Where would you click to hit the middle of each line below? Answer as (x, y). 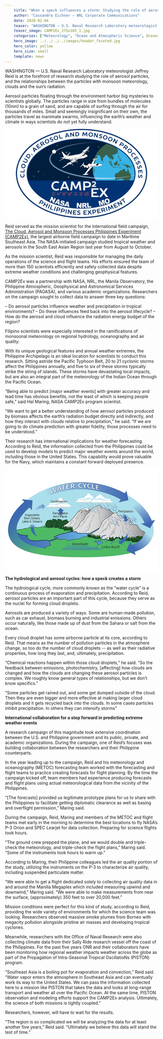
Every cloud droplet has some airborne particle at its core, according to (76, 638)
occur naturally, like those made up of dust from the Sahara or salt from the (80, 623)
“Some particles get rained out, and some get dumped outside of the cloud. (81, 693)
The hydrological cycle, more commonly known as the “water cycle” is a (77, 588)
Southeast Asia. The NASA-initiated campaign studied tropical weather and (80, 242)
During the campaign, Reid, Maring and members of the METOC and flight (79, 817)
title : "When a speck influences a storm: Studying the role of (80, 10)
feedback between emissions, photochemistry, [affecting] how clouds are (79, 668)
